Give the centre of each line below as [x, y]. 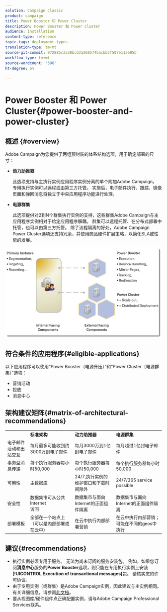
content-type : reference [31, 37]
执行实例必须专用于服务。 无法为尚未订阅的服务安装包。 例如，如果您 [83, 561]
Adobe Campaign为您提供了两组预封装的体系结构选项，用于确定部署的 [78, 154]
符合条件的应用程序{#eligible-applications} [73, 354]
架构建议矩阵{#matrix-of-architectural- [67, 413]
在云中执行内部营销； [138, 517]
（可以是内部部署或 [50, 523]
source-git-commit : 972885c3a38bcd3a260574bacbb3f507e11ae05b [71, 52]
